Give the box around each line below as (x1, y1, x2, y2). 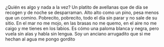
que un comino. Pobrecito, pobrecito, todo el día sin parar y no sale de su (5, 15, 157, 20)
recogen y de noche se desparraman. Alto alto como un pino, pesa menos (5, 9, 159, 15)
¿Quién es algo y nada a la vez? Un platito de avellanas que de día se (5, 4, 148, 10)
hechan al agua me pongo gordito (5, 36, 75, 42)
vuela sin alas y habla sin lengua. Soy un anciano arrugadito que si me (5, 31, 151, 36)
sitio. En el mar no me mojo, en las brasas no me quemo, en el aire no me (5, 20, 157, 26)
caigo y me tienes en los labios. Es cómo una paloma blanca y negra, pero (5, 25, 159, 31)
